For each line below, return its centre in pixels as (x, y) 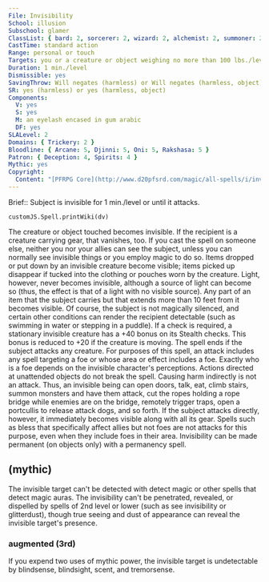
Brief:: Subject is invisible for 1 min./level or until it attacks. (104, 202)
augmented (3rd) (42, 544)
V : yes (26, 105)
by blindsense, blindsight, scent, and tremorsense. (92, 569)
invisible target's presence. (53, 523)
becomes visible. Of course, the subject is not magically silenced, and (124, 308)
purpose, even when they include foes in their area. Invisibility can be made (133, 435)
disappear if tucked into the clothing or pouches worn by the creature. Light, (134, 274)
